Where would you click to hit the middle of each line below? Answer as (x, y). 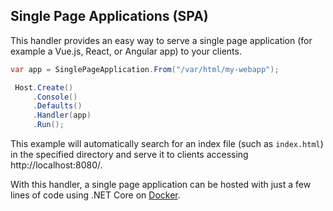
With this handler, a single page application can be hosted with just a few (161, 185)
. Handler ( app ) (62, 115)
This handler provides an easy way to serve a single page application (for (161, 40)
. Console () (55, 97)
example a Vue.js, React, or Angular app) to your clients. (126, 51)
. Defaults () (57, 106)
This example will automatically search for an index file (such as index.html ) (167, 144)
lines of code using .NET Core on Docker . (95, 195)
